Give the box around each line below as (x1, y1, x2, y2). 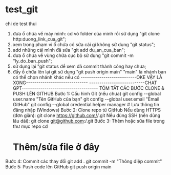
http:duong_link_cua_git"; (12, 36, 67, 42)
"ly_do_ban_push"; (12, 57, 52, 64)
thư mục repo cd (12, 123, 48, 129)
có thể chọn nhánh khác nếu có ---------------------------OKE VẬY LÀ (12, 74, 163, 80)
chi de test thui (5, 21, 37, 27)
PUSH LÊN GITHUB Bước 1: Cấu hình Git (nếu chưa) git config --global (12, 90, 161, 96)
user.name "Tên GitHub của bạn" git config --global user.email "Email (12, 96, 160, 102)
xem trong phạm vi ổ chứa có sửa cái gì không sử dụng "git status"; (12, 41, 155, 47)
